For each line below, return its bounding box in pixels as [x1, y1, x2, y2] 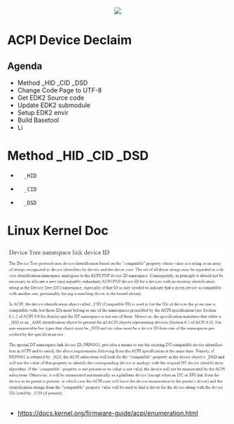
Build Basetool [17, 116, 60, 124]
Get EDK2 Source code [17, 94, 85, 102]
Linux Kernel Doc [7, 223, 109, 239]
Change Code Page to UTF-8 [17, 86, 102, 94]
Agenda [7, 60, 43, 72]
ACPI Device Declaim [7, 32, 132, 48]
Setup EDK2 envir [17, 109, 69, 116]
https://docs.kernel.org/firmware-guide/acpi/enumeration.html [17, 409, 198, 418]
